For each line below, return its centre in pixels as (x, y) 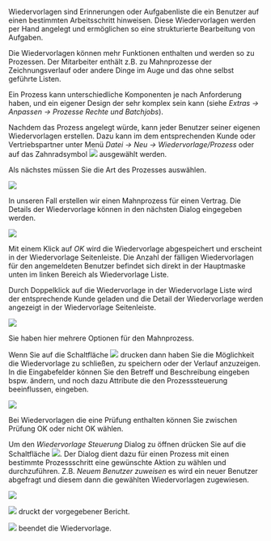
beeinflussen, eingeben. (49, 389)
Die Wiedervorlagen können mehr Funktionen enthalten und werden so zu (131, 53)
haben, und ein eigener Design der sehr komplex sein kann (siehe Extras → (133, 103)
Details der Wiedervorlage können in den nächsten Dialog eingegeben (125, 209)
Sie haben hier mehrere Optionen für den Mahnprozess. (101, 338)
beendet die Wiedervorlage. (65, 528)
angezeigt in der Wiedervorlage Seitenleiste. (82, 307)
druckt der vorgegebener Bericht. (74, 511)
